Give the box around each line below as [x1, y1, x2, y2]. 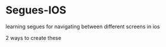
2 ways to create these [5, 34, 62, 41]
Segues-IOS [5, 4, 66, 17]
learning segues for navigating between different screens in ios [5, 23, 161, 30]
